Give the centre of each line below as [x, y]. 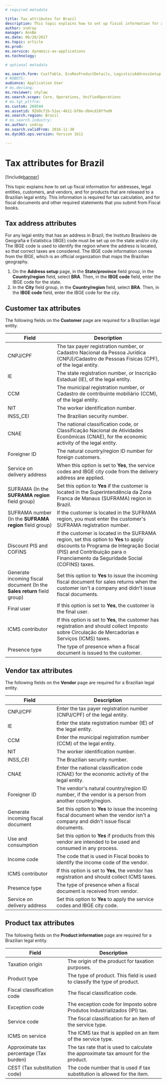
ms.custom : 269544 [24, 106]
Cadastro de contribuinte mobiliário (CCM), [107, 394]
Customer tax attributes [43, 308]
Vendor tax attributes [39, 671]
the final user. [73, 612]
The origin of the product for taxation [111, 961]
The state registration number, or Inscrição [107, 373]
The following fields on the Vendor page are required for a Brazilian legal [80, 683]
